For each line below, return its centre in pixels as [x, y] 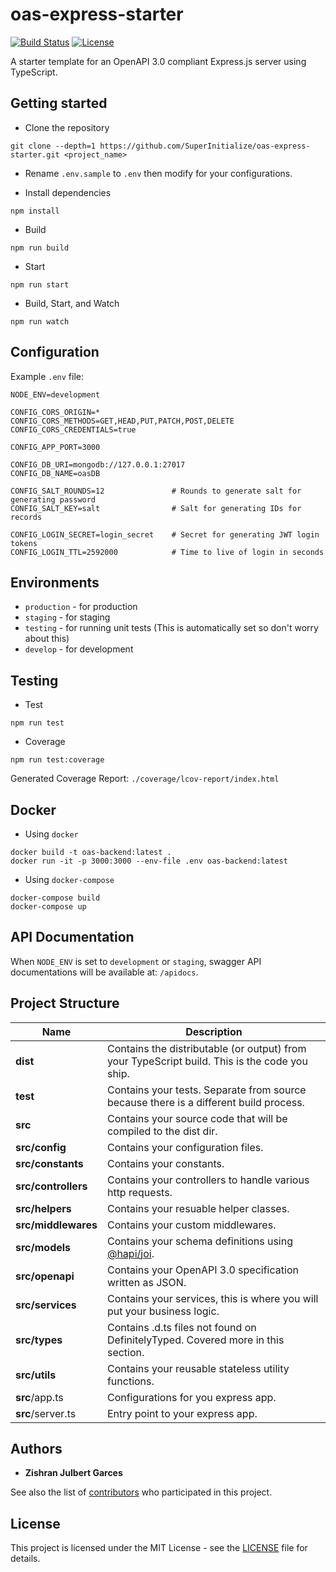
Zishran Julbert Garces [73, 1473]
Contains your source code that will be [197, 1118]
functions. [130, 1381]
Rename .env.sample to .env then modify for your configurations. [158, 173]
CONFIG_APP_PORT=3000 [55, 447]
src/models [43, 1247]
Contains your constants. [165, 1163]
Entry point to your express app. [182, 1413]
